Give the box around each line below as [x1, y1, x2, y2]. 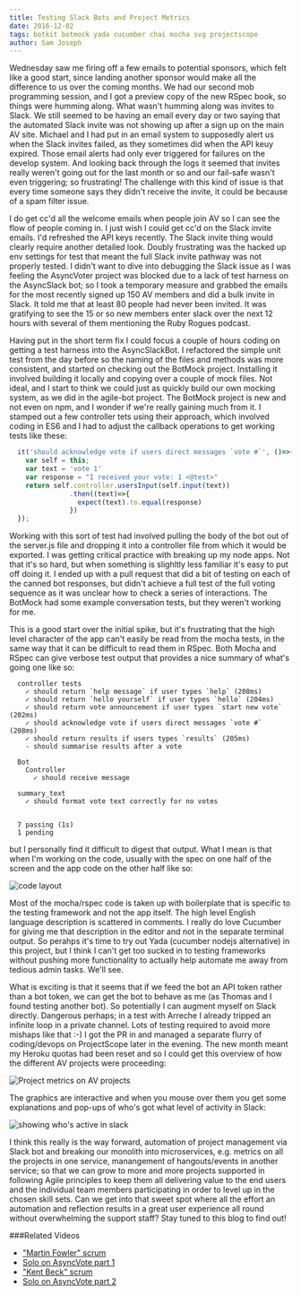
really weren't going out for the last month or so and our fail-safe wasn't [9, 167, 275, 178]
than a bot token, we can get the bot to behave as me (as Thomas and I [9, 991, 272, 1002]
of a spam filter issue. [9, 196, 90, 207]
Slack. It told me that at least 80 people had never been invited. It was [9, 299, 267, 310]
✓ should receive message [32, 774, 130, 783]
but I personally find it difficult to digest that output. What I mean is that [9, 844, 272, 855]
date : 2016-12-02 [9, 21, 74, 30]
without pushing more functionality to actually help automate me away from [9, 955, 288, 965]
